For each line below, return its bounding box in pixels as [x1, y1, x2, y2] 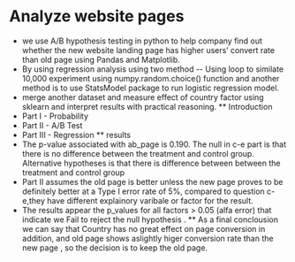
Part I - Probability [21, 111, 89, 121]
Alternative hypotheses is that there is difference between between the [21, 158, 281, 168]
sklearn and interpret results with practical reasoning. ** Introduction [21, 101, 273, 112]
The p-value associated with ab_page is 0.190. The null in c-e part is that [21, 139, 287, 150]
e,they [21, 195, 46, 205]
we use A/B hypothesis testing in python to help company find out [21, 35, 262, 46]
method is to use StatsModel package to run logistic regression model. [21, 82, 280, 93]
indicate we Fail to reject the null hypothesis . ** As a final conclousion [21, 214, 278, 225]
